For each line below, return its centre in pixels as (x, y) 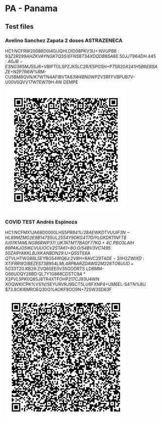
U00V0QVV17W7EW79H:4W (34, 82)
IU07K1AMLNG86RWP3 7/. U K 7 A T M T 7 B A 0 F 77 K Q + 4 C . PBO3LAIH (70, 243)
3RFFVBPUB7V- (119, 77)
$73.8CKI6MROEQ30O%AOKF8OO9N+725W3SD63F (58, 290)
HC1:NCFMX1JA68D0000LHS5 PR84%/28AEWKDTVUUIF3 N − (67, 233)
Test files (19, 27)
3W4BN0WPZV (88, 77)
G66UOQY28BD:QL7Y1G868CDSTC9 (42, 274)
